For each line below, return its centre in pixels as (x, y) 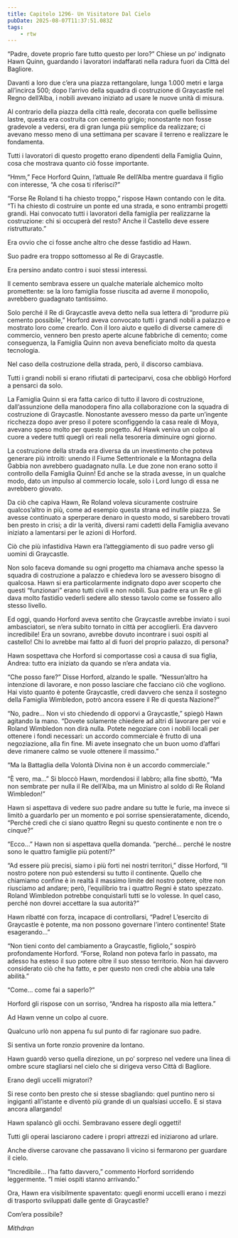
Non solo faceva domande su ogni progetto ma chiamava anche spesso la (116, 568)
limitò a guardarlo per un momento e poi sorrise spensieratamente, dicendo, (119, 816)
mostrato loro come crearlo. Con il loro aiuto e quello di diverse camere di (115, 328)
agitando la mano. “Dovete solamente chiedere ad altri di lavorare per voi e (117, 721)
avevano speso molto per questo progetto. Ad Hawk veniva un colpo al (111, 429)
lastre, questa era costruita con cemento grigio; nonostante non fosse (109, 119)
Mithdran (21, 1228)
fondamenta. (26, 142)
